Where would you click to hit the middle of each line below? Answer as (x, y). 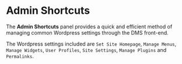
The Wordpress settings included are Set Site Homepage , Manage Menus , (91, 44)
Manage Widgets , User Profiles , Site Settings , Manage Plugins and (86, 50)
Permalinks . (20, 56)
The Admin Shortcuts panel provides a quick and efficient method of (89, 27)
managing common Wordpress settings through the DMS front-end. (87, 32)
